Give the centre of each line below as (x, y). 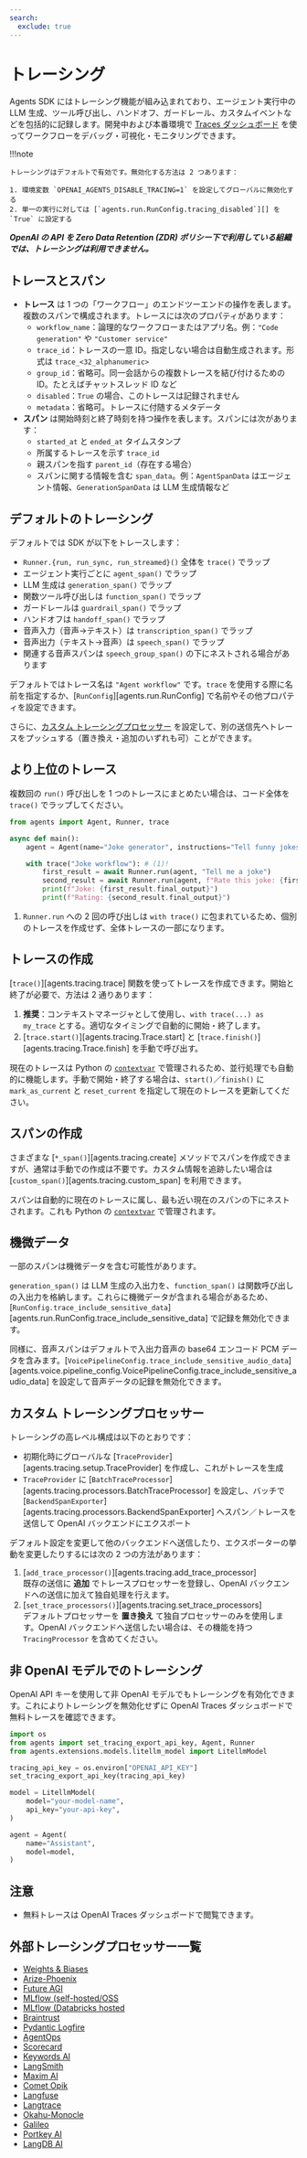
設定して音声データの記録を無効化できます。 (143, 1382)
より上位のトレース (63, 769)
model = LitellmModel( (53, 1793)
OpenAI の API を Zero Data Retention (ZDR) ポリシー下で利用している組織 (151, 238)
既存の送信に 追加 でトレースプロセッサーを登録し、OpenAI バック (148, 1584)
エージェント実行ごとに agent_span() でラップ (110, 573)
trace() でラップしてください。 (69, 805)
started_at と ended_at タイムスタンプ (108, 442)
